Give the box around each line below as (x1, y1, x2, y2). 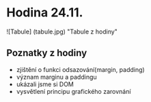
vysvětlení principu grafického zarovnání (16, 87, 131, 95)
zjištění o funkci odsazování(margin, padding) (16, 65, 145, 73)
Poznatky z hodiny (6, 47, 87, 59)
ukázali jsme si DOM (16, 80, 74, 88)
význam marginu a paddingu (16, 73, 97, 81)
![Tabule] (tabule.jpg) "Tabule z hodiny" (6, 27, 118, 36)
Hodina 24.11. (6, 5, 83, 21)
